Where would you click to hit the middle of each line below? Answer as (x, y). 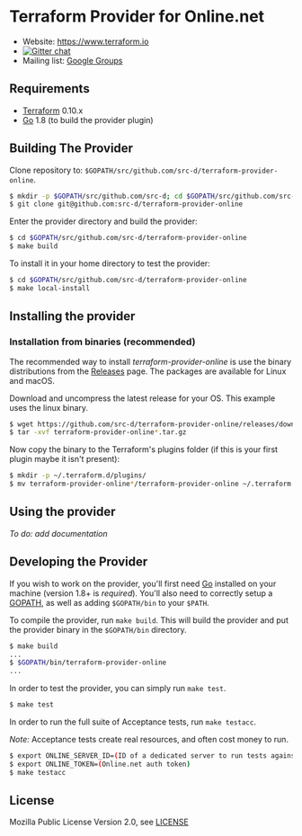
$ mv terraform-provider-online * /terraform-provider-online (124, 484)
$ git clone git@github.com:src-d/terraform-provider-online (126, 204)
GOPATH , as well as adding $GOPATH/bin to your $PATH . (109, 602)
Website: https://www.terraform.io (85, 41)
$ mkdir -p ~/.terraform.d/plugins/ (78, 476)
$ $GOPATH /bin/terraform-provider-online (88, 663)
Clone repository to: (46, 170)
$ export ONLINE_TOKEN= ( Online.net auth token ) (100, 764)
